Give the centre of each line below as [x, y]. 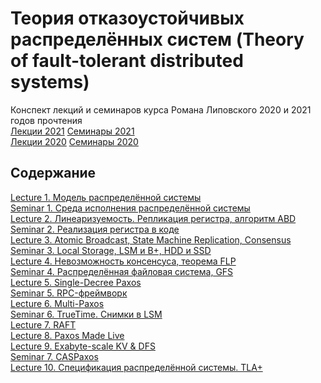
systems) [50, 82]
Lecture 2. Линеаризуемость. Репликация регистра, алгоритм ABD [153, 218]
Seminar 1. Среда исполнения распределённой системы [130, 208]
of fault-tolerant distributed [127, 61]
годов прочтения [46, 120]
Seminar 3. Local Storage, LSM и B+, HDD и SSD [111, 250]
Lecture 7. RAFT [43, 324]
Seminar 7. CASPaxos [54, 356]
